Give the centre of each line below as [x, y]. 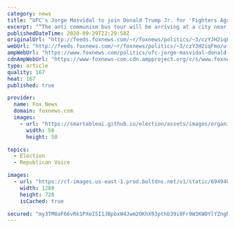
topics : [19, 150]
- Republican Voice [42, 163]
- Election [29, 156]
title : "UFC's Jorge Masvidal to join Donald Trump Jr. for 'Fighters [112, 20]
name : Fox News [36, 105]
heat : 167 [22, 79]
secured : [20, 214]
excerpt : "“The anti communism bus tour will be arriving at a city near [117, 27]
